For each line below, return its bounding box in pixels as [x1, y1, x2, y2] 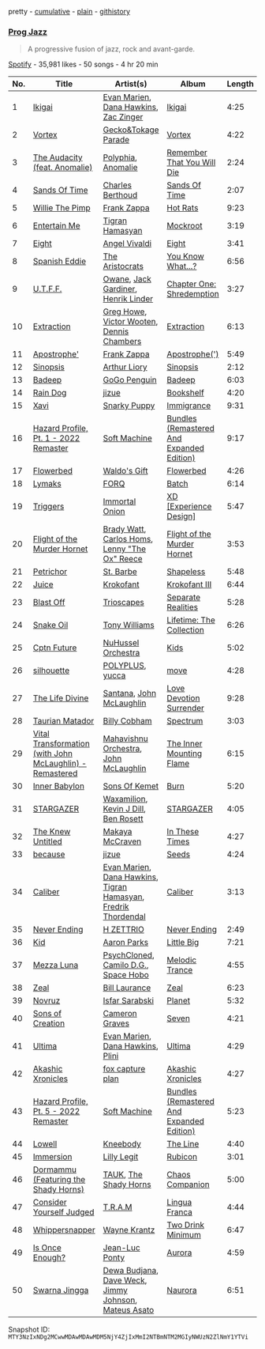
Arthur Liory [103, 361, 147, 372]
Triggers [32, 501, 65, 512]
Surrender [166, 703, 205, 714]
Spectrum [166, 716, 203, 727]
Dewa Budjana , [103, 1265, 159, 1276]
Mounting [166, 748, 203, 759]
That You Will [166, 157, 216, 168]
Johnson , [103, 1294, 138, 1306]
